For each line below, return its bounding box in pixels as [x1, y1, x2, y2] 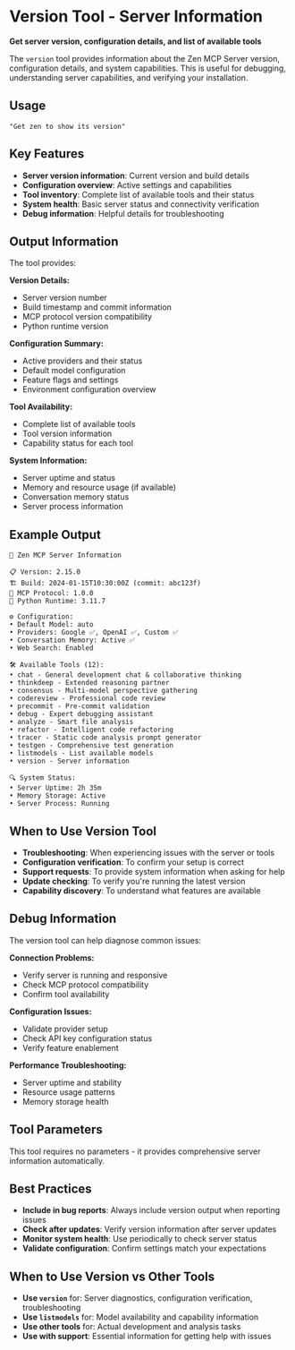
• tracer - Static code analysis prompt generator [9, 733, 202, 742]
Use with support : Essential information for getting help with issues [21, 1331, 272, 1342]
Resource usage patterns [21, 1086, 116, 1098]
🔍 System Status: [9, 773, 76, 782]
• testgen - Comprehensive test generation [9, 741, 174, 750]
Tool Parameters [9, 1122, 103, 1138]
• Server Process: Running [9, 799, 110, 808]
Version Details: [9, 275, 70, 286]
